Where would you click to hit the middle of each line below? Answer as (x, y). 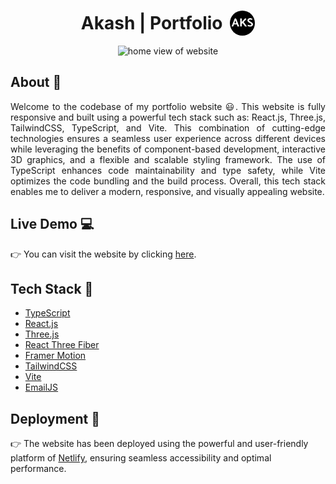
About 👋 (36, 82)
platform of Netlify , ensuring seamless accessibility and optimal (141, 458)
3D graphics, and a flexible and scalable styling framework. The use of (168, 159)
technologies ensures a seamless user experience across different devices (168, 138)
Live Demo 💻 (52, 224)
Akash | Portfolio (151, 23)
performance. (38, 469)
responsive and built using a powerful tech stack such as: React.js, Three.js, (168, 117)
